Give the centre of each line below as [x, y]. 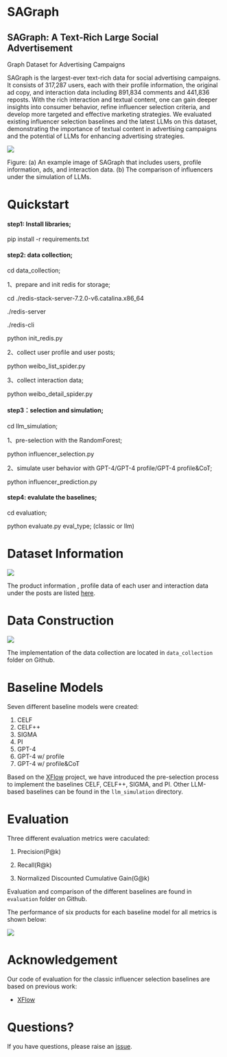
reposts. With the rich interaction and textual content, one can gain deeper [112, 100]
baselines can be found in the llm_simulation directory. [105, 791]
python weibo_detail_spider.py [50, 394]
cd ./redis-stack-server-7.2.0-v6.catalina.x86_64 [75, 298]
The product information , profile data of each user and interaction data [108, 585]
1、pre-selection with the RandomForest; [64, 440]
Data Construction [61, 621]
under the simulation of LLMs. [49, 177]
